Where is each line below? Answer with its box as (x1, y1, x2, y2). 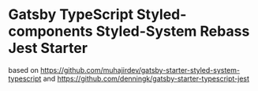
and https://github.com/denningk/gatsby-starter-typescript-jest (43, 74, 250, 83)
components (8, 22, 93, 40)
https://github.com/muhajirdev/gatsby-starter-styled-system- (40, 65, 241, 74)
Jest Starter (8, 40, 88, 57)
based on (8, 65, 39, 74)
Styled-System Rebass (95, 22, 250, 40)
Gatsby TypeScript (8, 6, 134, 24)
